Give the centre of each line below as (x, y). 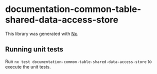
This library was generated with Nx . (42, 33)
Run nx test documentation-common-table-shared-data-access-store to (78, 61)
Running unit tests (34, 49)
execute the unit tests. (28, 66)
